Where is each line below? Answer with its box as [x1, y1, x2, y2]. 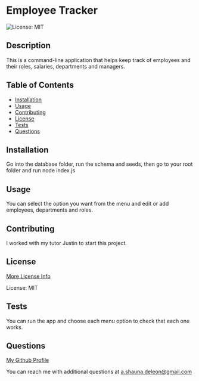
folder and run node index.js [6, 167, 76, 174]
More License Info [6, 272, 51, 280]
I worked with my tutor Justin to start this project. [6, 240, 127, 246]
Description [6, 41, 51, 51]
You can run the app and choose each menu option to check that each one [6, 317, 190, 324]
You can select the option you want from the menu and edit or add [6, 200, 169, 207]
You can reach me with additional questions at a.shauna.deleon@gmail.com [6, 368, 192, 376]
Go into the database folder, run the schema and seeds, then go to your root [6, 160, 193, 168]
